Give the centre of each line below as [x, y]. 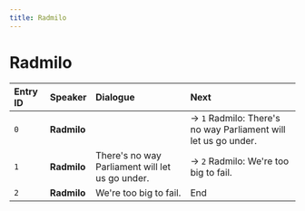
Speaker [68, 97]
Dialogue [115, 97]
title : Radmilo [38, 18]
